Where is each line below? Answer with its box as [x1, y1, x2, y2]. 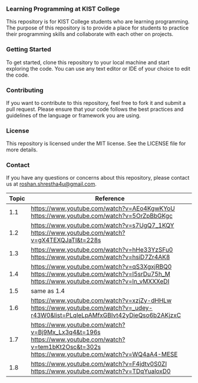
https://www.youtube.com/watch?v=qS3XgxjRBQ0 [31, 263, 172, 271]
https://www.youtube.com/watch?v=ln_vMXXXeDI [31, 278, 170, 286]
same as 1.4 [31, 287, 65, 295]
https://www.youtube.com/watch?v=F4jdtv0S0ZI [31, 360, 167, 368]
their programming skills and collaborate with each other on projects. [6, 31, 174, 38]
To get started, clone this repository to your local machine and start [6, 58, 170, 66]
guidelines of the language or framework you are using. [6, 111, 141, 119]
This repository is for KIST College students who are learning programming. [6, 18, 190, 25]
